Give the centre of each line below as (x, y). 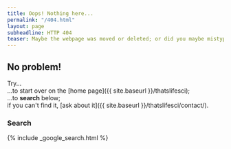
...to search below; (34, 98)
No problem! (34, 67)
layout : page (26, 26)
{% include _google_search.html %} (58, 138)
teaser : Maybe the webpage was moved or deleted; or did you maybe (106, 39)
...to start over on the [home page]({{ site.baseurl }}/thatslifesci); (99, 91)
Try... (14, 83)
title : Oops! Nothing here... (51, 13)
